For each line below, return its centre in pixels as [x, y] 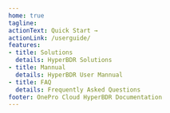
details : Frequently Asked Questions [78, 90]
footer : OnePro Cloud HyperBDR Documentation [85, 97]
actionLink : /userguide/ [49, 38]
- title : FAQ [30, 82]
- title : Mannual [37, 68]
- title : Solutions [41, 53]
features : [25, 45]
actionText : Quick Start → [53, 30]
